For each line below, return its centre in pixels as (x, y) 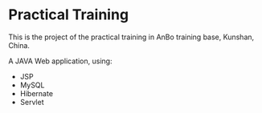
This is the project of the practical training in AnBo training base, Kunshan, (131, 37)
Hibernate (37, 93)
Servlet (32, 102)
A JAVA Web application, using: (60, 61)
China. (19, 45)
